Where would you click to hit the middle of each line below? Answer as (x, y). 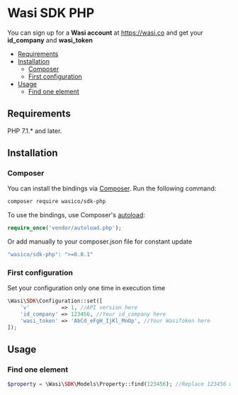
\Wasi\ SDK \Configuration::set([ (55, 301)
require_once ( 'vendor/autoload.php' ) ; (64, 228)
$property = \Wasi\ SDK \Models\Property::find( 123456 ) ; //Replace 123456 (117, 384)
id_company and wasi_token (50, 40)
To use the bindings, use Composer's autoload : (76, 215)
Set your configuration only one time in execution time (86, 288)
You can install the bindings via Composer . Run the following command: (112, 188)
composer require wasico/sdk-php (57, 202)
